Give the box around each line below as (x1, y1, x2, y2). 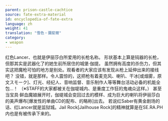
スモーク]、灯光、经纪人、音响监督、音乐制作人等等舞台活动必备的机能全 (9, 79, 161, 85)
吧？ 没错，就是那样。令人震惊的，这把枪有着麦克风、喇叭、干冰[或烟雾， (5, 73, 158, 79)
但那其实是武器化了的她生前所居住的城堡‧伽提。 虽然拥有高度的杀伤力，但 (5, 60, 157, 66)
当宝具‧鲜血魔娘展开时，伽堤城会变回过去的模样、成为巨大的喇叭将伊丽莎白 (5, 91, 160, 97)
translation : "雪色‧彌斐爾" (5, 30, 62, 35)
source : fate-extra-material (5, 12, 66, 17)
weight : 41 (5, 26, 28, 31)
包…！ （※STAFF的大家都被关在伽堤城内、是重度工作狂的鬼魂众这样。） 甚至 (5, 85, 162, 91)
